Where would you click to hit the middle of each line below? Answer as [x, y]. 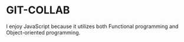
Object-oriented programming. [43, 32]
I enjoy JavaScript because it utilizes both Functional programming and [92, 26]
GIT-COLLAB [38, 10]
